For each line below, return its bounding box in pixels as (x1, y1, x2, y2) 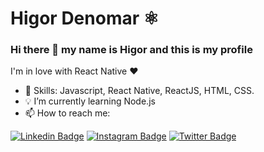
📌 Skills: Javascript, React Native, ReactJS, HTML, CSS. (24, 85, 255, 97)
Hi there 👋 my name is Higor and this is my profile (10, 43, 253, 57)
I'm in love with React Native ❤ (10, 65, 139, 77)
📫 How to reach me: (24, 107, 111, 119)
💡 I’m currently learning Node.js (24, 95, 156, 107)
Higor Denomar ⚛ (10, 7, 160, 30)
